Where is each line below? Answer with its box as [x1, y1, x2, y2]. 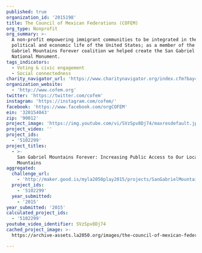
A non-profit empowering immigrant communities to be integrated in [11, 37, 187, 43]
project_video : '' [6, 126, 52, 132]
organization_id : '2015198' [6, 14, 77, 20]
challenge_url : [11, 171, 50, 177]
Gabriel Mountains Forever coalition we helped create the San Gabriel [11, 48, 195, 54]
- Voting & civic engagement [11, 64, 85, 71]
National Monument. [11, 53, 61, 59]
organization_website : [6, 82, 63, 88]
